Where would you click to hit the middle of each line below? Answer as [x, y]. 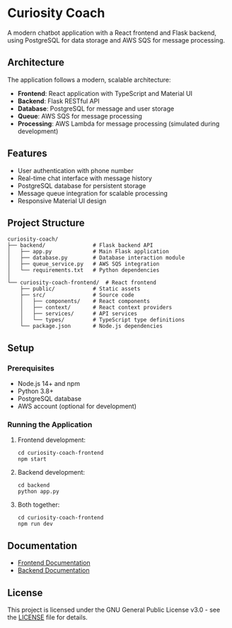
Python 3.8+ [36, 391]
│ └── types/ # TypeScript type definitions [103, 320]
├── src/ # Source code [77, 295]
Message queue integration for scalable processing [93, 193]
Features [27, 154]
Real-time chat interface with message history [85, 178]
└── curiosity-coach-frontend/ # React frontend [82, 283]
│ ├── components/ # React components [85, 302]
